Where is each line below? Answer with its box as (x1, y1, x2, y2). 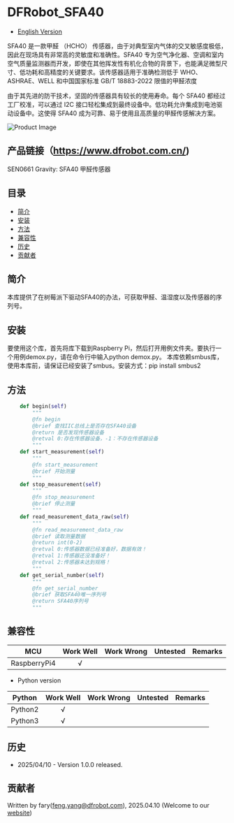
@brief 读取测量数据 (32, 532, 86, 540)
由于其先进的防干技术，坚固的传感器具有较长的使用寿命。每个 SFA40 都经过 (7, 92, 226, 100)
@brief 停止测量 (32, 500, 75, 507)
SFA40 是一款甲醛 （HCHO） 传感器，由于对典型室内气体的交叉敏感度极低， (7, 41, 228, 50)
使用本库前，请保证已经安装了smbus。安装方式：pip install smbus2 (7, 361, 201, 370)
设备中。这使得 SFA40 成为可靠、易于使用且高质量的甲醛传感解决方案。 (13, 109, 220, 117)
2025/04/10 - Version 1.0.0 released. (17, 760, 123, 769)
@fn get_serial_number (32, 585, 98, 592)
